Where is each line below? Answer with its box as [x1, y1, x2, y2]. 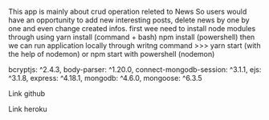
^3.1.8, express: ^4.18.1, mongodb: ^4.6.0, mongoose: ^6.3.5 [8, 74, 202, 82]
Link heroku [8, 104, 48, 114]
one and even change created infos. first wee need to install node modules [8, 24, 256, 33]
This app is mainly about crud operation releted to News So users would [8, 7, 247, 16]
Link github [8, 89, 46, 98]
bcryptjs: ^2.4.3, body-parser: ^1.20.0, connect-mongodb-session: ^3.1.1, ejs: [8, 65, 262, 74]
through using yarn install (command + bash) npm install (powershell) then [8, 32, 255, 42]
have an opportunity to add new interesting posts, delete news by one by [8, 15, 251, 25]
